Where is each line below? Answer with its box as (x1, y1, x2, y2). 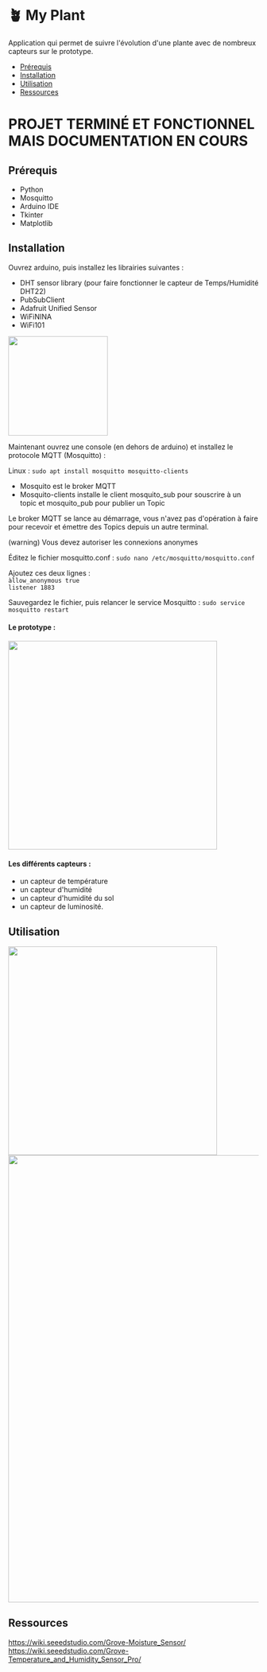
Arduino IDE (19, 201, 60, 211)
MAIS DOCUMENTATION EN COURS (8, 132, 249, 150)
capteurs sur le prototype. (8, 46, 94, 56)
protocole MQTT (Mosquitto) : (8, 450, 106, 460)
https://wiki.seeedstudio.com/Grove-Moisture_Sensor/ (8, 1637, 187, 1647)
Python (19, 184, 44, 194)
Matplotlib (19, 218, 53, 227)
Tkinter (19, 210, 44, 219)
